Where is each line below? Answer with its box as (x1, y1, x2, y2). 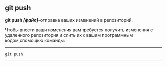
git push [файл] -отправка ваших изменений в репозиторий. (5, 17, 133, 23)
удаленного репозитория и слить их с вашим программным (5, 32, 133, 38)
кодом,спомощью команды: (5, 37, 65, 43)
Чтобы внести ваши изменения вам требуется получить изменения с (5, 27, 153, 33)
